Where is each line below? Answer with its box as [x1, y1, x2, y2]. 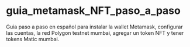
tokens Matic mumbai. [6, 35, 60, 42]
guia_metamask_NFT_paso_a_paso [6, 4, 181, 17]
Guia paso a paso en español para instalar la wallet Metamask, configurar [6, 23, 183, 30]
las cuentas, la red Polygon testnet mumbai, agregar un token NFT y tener [6, 29, 184, 36]
